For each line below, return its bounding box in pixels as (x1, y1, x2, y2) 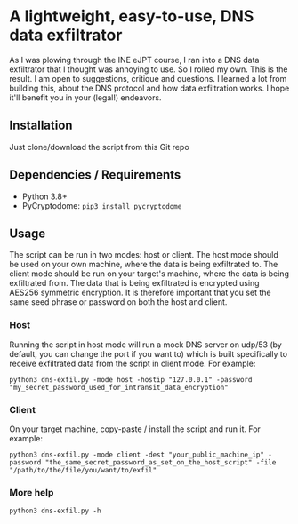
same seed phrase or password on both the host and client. (9, 297, 228, 307)
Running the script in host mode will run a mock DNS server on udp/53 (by (9, 339, 282, 350)
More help (9, 486, 54, 498)
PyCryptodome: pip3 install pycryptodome (21, 200, 182, 210)
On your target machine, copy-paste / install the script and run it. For (9, 424, 261, 434)
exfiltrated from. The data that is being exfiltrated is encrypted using (9, 278, 260, 289)
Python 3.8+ (21, 191, 68, 202)
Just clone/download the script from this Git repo (9, 141, 189, 152)
